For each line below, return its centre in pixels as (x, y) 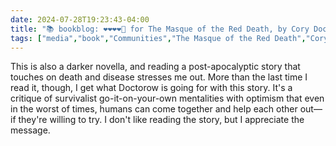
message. (30, 130)
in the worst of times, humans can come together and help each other (154, 109)
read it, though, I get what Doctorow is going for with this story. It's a (151, 88)
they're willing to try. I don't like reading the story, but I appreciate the (161, 120)
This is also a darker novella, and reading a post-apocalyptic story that (155, 67)
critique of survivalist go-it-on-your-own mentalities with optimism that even (167, 98)
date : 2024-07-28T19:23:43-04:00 (80, 19)
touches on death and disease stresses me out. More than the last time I (159, 77)
